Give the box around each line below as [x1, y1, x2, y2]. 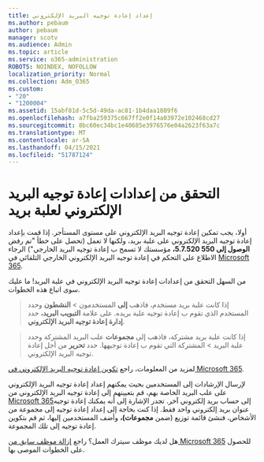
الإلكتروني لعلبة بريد [8, 202, 122, 219]
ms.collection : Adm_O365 [8, 77, 90, 85]
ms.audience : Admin [8, 41, 73, 49]
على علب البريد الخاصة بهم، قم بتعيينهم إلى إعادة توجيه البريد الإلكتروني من [8, 388, 227, 397]
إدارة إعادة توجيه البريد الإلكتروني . [27, 317, 125, 326]
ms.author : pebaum [8, 19, 69, 27]
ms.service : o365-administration [8, 56, 118, 64]
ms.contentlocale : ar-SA [8, 136, 90, 144]
